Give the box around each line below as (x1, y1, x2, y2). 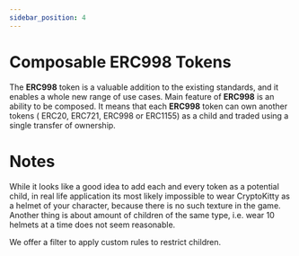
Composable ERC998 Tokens (9, 51, 232, 72)
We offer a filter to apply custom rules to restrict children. (9, 236, 222, 247)
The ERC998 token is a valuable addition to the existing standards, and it (9, 82, 278, 93)
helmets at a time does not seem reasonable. (9, 219, 176, 230)
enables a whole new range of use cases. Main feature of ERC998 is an (9, 91, 275, 102)
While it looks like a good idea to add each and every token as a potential (9, 181, 280, 191)
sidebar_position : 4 (9, 13, 87, 22)
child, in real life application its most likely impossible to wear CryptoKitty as (9, 190, 290, 201)
